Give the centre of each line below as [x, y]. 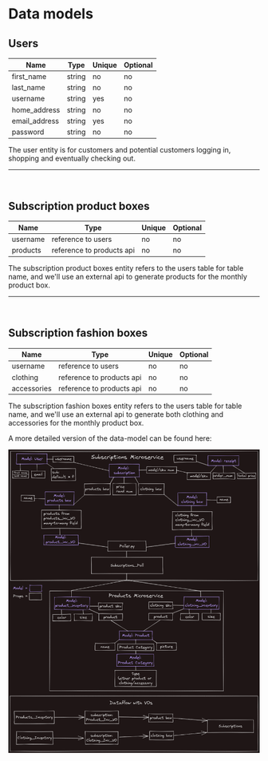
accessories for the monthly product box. [76, 423]
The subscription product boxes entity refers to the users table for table [126, 268]
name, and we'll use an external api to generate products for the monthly [128, 276]
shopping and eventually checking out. [72, 158]
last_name [28, 87]
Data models [51, 14]
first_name [29, 76]
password [28, 132]
